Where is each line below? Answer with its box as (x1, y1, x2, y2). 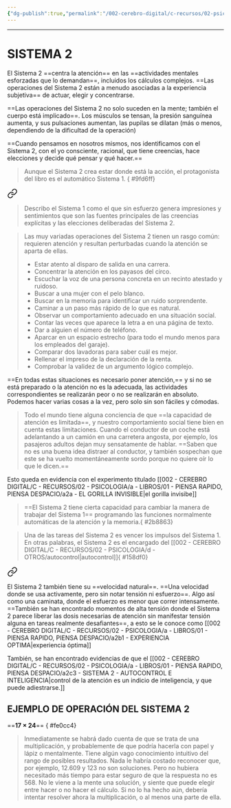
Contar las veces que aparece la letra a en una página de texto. (34, 318, 214, 326)
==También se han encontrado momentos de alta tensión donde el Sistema (7, 604, 220, 612)
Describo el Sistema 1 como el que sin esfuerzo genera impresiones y (23, 204, 221, 212)
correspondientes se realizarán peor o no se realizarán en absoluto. (7, 390, 199, 399)
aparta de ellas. (23, 247, 69, 255)
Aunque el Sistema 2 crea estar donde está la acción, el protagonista (23, 167, 220, 175)
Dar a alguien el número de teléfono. (34, 326, 137, 334)
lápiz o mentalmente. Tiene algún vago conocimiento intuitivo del (23, 750, 208, 758)
